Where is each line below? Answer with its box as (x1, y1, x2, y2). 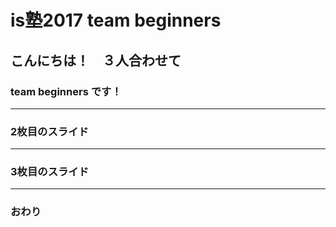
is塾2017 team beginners (10, 9, 222, 32)
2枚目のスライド (10, 124, 89, 138)
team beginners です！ (10, 84, 122, 98)
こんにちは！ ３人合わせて (10, 52, 182, 69)
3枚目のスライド (10, 165, 90, 179)
